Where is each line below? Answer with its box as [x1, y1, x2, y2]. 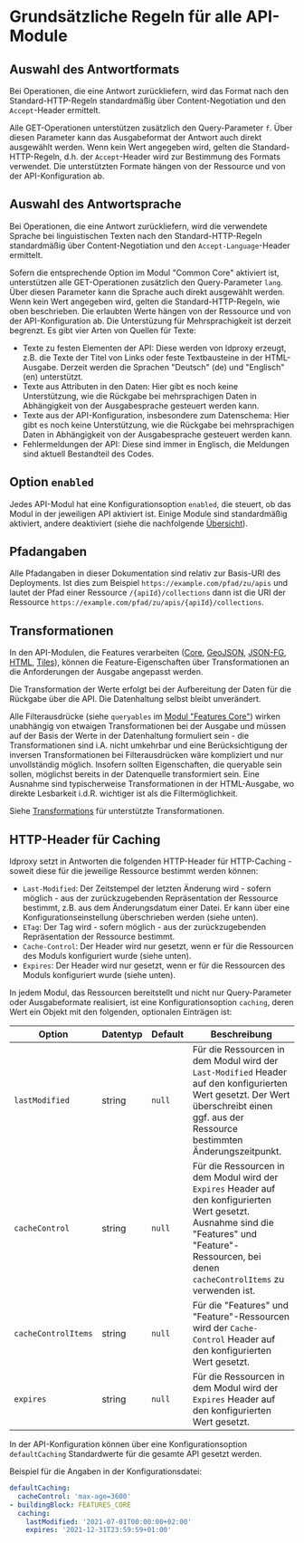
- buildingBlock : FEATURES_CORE [9, 1500, 131, 1509]
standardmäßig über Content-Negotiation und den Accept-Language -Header [9, 240, 291, 251]
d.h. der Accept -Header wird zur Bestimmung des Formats [63, 151, 280, 162]
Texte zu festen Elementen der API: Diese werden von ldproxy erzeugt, [22, 342, 287, 353]
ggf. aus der [192, 1111, 244, 1124]
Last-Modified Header [192, 1066, 288, 1078]
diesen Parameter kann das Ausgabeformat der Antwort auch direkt [9, 132, 262, 142]
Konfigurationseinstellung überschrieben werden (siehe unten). [22, 912, 259, 923]
